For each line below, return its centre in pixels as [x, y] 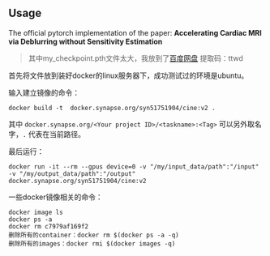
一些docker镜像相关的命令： [56, 197]
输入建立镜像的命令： [44, 92]
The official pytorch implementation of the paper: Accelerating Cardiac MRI [135, 32]
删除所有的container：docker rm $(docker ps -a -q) [94, 235]
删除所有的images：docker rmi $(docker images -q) [92, 243]
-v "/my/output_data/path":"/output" [72, 173]
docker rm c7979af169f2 [49, 226]
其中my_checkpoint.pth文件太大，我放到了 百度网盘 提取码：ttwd [135, 58]
